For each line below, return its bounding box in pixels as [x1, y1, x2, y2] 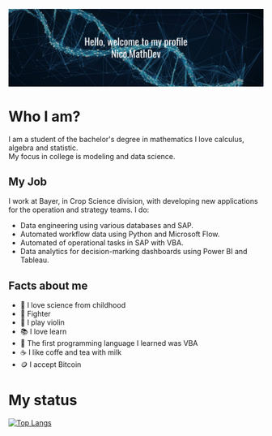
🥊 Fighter [19, 309, 51, 319]
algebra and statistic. [8, 143, 79, 153]
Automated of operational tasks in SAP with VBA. [19, 238, 184, 248]
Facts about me [8, 278, 88, 292]
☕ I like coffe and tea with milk [19, 348, 122, 357]
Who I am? [8, 107, 81, 126]
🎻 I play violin [19, 317, 65, 327]
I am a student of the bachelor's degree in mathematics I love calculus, [8, 134, 244, 144]
